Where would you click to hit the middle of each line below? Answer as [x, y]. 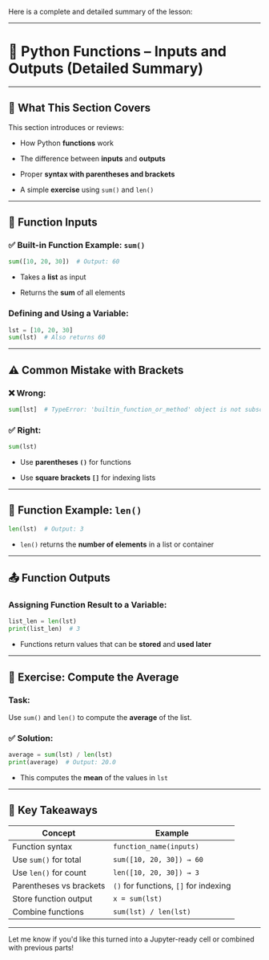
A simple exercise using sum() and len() [87, 189]
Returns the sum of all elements [72, 293]
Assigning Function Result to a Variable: [88, 605]
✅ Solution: [31, 738]
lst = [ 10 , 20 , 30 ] [41, 330]
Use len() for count [49, 873]
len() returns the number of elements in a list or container [117, 544]
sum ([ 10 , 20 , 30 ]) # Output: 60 [64, 262]
